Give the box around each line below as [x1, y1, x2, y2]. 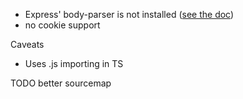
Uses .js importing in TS [24, 58, 124, 69]
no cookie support [24, 19, 101, 31]
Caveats [10, 39, 45, 50]
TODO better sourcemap [10, 77, 112, 89]
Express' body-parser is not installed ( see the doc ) [24, 9, 235, 20]
